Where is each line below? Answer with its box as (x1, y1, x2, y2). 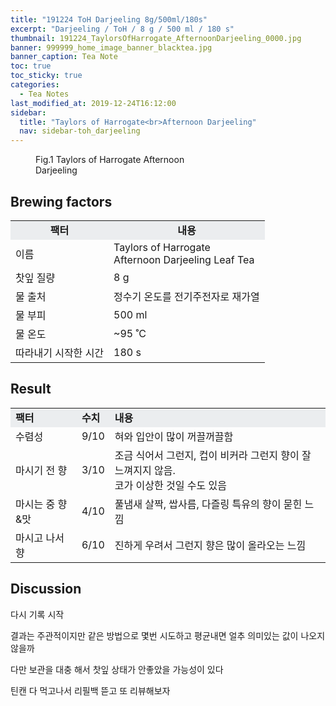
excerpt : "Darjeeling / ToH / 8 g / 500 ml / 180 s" (10, 24, 235, 34)
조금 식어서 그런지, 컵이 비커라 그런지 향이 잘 (114, 448, 312, 462)
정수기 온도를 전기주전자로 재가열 (113, 289, 260, 303)
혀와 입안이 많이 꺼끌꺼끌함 (114, 429, 234, 443)
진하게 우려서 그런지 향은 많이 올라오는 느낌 (114, 538, 307, 552)
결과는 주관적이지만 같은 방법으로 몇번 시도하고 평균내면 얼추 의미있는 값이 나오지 (10, 629, 326, 641)
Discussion (10, 581, 82, 598)
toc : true (10, 61, 52, 71)
